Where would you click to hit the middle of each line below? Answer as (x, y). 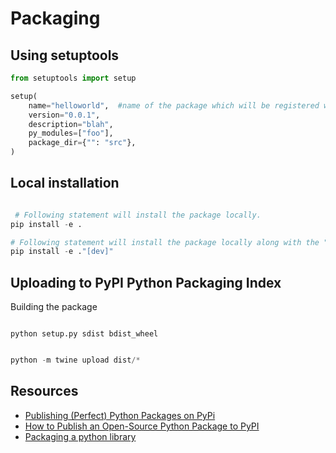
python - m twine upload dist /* (75, 360)
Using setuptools (65, 55)
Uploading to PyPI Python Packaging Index (146, 282)
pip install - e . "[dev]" (62, 252)
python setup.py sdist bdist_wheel (84, 334)
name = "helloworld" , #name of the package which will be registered (174, 105)
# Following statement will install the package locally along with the (165, 242)
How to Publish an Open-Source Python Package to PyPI (142, 426)
